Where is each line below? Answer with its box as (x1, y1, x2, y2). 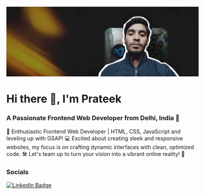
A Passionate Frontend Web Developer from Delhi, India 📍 (6, 114, 180, 122)
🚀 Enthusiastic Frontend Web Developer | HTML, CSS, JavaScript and (6, 127, 181, 135)
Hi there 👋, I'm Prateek (6, 92, 122, 106)
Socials (6, 168, 29, 176)
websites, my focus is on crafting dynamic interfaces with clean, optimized (6, 143, 194, 151)
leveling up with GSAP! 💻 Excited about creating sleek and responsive (6, 135, 183, 142)
